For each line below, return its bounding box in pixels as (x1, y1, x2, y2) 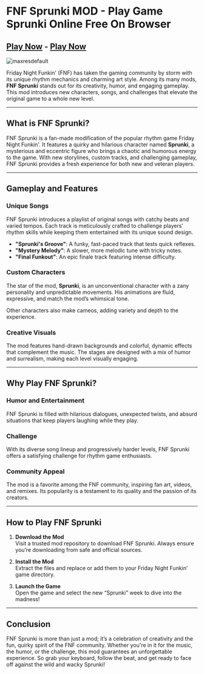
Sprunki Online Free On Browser (6, 17, 171, 31)
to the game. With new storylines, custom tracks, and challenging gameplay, (6, 154, 197, 161)
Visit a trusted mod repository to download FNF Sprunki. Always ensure (15, 540, 194, 547)
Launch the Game (15, 583, 61, 590)
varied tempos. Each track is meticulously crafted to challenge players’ (6, 222, 183, 229)
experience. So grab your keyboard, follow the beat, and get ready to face (6, 655, 192, 661)
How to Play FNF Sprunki (6, 517, 102, 528)
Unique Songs (6, 202, 49, 210)
